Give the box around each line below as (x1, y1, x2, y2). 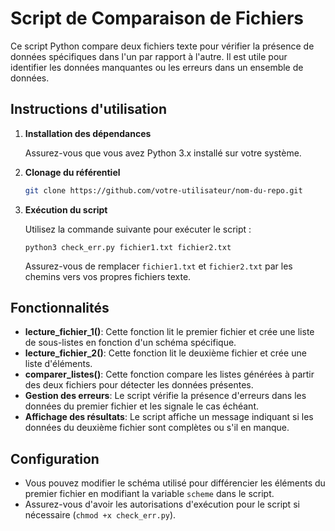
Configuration (10, 450, 100, 467)
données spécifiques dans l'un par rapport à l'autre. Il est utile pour (10, 50, 288, 62)
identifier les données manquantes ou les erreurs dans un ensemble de (10, 61, 304, 73)
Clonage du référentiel (24, 166, 121, 178)
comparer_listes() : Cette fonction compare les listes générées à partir (24, 368, 315, 381)
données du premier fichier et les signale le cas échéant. (24, 400, 259, 412)
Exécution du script (24, 203, 108, 216)
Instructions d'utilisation (10, 101, 167, 118)
